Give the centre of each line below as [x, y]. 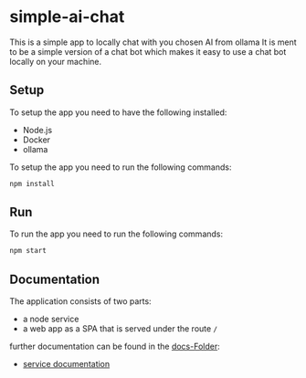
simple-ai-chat [67, 17]
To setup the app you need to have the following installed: [118, 112]
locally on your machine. [56, 61]
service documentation [66, 364]
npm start [28, 251]
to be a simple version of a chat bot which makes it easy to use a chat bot [148, 51]
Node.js [37, 130]
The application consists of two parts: [81, 301]
